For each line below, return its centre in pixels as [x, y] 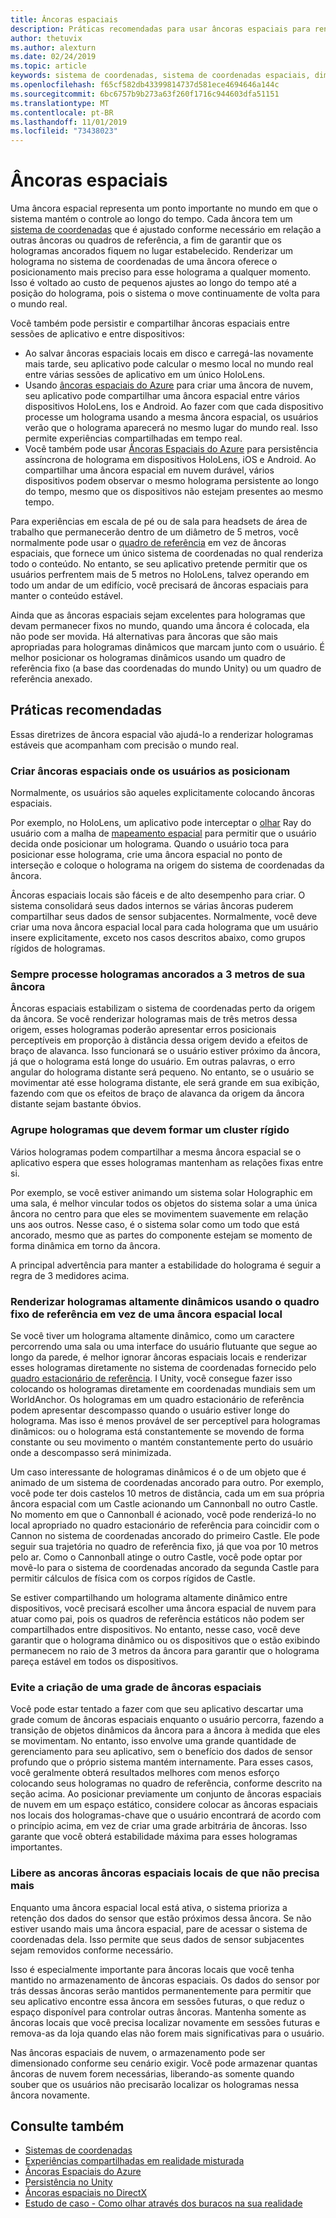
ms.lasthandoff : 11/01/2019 [69, 122]
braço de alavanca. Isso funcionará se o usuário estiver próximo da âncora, [165, 1051]
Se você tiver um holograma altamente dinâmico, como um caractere [152, 1336]
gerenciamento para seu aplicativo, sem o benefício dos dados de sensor [161, 1752]
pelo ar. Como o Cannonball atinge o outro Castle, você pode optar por [156, 1557]
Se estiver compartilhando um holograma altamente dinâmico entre [149, 1598]
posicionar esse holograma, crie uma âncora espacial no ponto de [146, 855]
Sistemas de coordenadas [78, 2150]
